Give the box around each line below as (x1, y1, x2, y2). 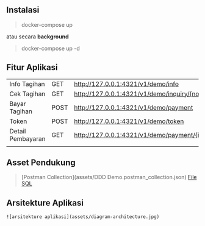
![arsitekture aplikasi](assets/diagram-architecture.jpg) (6, 214, 160, 220)
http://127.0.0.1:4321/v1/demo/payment (74, 103, 193, 111)
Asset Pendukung (6, 158, 76, 168)
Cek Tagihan (9, 90, 46, 98)
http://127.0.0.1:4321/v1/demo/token (74, 117, 184, 125)
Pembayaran (9, 134, 46, 143)
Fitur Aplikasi (6, 62, 58, 72)
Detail (9, 127, 26, 135)
